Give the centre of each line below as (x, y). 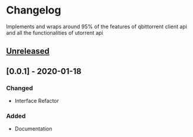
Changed (20, 88)
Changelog (34, 10)
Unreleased (28, 51)
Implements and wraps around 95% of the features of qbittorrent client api (97, 26)
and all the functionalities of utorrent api (55, 32)
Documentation (33, 129)
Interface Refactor (37, 101)
